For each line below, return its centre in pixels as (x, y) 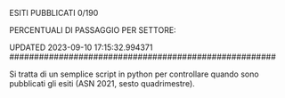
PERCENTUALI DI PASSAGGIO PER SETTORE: (93, 30)
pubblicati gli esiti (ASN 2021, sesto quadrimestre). (102, 83)
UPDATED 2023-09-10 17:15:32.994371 (81, 47)
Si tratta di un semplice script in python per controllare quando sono (134, 74)
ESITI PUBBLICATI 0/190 (54, 13)
